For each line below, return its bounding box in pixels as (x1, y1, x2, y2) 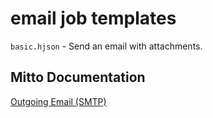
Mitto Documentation (10, 69, 146, 86)
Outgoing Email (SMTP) (10, 95, 107, 107)
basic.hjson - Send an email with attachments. (10, 40, 203, 52)
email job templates (10, 7, 177, 30)
